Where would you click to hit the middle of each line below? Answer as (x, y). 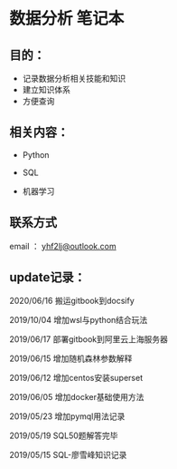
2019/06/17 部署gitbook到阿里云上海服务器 (89, 339)
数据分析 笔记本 (67, 19)
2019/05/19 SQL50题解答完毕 (64, 435)
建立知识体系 (46, 90)
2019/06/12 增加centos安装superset (76, 378)
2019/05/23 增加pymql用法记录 (67, 416)
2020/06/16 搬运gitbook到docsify (72, 301)
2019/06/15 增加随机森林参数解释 (71, 358)
